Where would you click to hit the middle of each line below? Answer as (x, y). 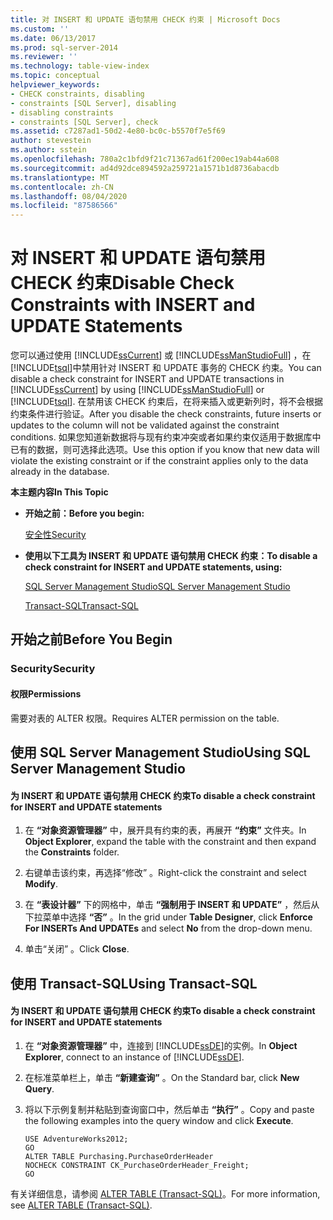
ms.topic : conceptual (55, 76)
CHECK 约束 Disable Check (122, 283)
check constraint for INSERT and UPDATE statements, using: (153, 567)
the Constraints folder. (72, 852)
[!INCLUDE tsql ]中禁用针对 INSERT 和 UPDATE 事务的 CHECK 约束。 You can (166, 368)
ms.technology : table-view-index (80, 66)
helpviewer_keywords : (55, 85)
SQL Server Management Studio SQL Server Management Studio (157, 587)
